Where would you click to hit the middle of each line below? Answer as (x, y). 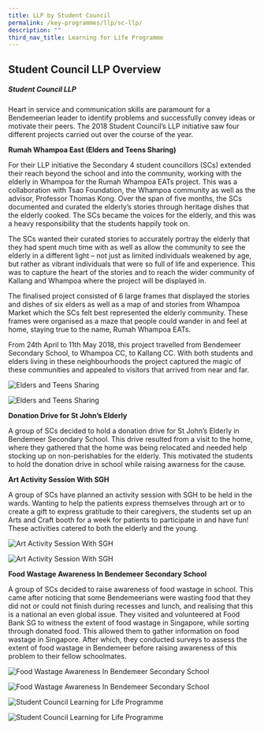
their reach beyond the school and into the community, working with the (125, 173)
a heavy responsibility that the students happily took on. (99, 223)
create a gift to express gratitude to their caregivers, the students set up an (130, 511)
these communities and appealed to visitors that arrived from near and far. (129, 369)
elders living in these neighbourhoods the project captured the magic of (125, 361)
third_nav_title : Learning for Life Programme (86, 37)
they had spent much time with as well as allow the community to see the (127, 247)
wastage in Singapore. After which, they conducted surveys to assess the (128, 639)
